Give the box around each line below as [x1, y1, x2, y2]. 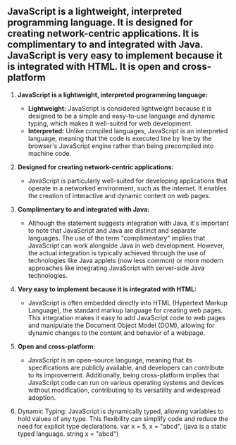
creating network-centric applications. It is [7, 28, 199, 39]
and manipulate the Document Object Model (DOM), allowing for [27, 321, 215, 329]
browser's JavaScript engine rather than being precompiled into [27, 141, 214, 150]
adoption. [27, 393, 56, 401]
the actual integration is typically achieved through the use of [27, 248, 206, 257]
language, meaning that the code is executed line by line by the [27, 134, 212, 142]
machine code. [27, 149, 72, 157]
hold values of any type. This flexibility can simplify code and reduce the [17, 414, 229, 422]
